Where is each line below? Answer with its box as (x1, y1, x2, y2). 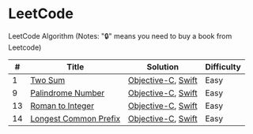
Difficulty (205, 61, 241, 72)
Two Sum (30, 74, 66, 85)
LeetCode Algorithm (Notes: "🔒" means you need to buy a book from (8, 31, 232, 40)
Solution (146, 61, 179, 72)
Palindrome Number (30, 87, 105, 99)
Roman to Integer (30, 100, 95, 111)
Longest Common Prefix (30, 113, 121, 124)
